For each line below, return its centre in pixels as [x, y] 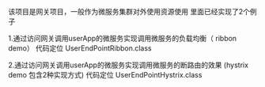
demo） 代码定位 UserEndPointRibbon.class [80, 48]
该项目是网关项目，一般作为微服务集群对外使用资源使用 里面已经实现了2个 [129, 11]
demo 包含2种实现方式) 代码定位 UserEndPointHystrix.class [105, 75]
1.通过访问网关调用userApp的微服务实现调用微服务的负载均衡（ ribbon [123, 38]
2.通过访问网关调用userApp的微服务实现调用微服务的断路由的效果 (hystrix [129, 65]
